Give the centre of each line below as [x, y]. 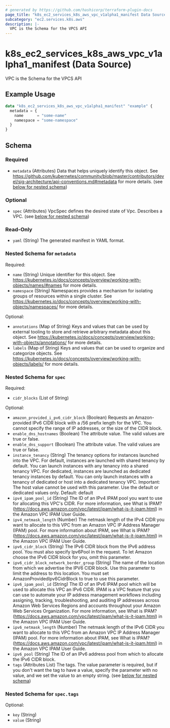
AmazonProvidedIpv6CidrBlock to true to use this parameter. [76, 579]
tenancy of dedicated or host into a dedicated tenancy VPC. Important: [86, 482]
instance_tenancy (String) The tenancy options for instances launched [86, 455]
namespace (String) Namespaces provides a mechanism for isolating [83, 290]
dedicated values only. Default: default [53, 493]
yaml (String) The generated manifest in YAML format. [69, 240]
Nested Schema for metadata [41, 253]
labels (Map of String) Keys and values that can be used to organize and [89, 348]
